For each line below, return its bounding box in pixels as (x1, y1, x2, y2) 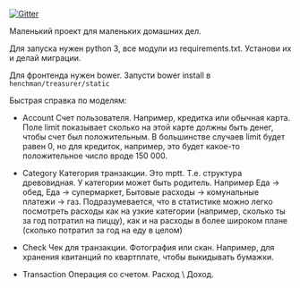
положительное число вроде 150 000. (21, 150, 168, 161)
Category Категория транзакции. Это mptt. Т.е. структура (21, 168, 243, 178)
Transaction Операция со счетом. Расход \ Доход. (21, 269, 214, 279)
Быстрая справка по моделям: (9, 95, 127, 106)
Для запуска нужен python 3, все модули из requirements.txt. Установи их (9, 43, 292, 54)
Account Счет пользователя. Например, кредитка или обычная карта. (21, 113, 291, 123)
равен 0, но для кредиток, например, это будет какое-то (21, 141, 240, 151)
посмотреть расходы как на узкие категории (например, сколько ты (21, 206, 286, 216)
